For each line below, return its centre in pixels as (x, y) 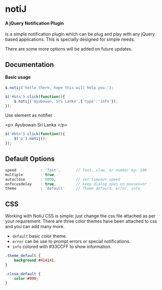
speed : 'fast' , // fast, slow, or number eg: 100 (76, 170)
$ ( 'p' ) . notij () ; (31, 139)
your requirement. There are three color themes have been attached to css (81, 221)
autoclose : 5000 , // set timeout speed (63, 179)
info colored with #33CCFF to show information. (62, 247)
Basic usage (18, 77)
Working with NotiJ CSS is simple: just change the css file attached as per (80, 216)
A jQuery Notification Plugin (35, 23)
